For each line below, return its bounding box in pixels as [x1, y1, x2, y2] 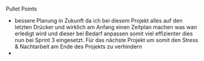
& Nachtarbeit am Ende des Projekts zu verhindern [14, 43, 142, 50]
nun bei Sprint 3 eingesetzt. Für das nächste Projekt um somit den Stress [14, 37, 199, 43]
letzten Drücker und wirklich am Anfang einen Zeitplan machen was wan [14, 24, 197, 30]
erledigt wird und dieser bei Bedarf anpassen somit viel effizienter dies [14, 30, 193, 37]
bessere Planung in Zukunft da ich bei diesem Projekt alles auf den [14, 17, 183, 24]
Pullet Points [5, 5, 37, 12]
